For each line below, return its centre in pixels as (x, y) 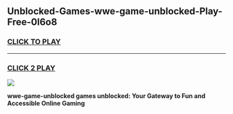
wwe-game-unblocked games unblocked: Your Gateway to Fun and (106, 95)
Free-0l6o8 (32, 22)
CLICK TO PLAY (34, 42)
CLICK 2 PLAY (31, 68)
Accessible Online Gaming (46, 103)
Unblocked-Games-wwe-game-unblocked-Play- (115, 11)
